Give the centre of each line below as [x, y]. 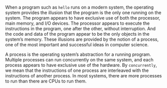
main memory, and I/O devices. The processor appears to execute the [77, 23]
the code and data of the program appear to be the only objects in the [77, 34]
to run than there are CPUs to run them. [46, 81]
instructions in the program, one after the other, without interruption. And [80, 29]
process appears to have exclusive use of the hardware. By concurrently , [81, 65]
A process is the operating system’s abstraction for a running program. [78, 54]
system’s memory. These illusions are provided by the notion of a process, [82, 39]
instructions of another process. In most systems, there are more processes [83, 76]
